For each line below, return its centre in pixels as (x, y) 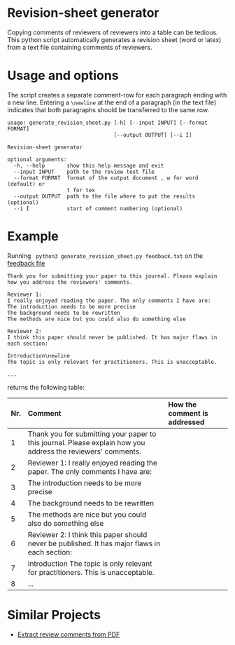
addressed (186, 422)
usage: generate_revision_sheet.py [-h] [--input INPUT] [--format (108, 123)
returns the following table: (46, 387)
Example (33, 237)
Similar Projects (54, 615)
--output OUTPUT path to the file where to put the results (105, 196)
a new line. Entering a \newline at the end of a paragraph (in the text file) (112, 102)
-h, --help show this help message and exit (89, 165)
